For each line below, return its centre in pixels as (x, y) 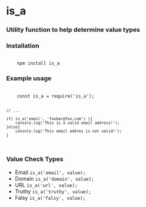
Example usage (29, 78)
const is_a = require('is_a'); (56, 96)
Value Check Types (35, 159)
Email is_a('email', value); (50, 172)
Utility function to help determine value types (73, 30)
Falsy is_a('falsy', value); (50, 197)
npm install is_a (38, 63)
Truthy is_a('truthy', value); (53, 191)
